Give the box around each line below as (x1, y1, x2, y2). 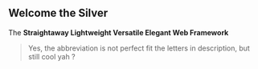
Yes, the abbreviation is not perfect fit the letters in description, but (27, 43, 251, 53)
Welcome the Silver (8, 6, 109, 20)
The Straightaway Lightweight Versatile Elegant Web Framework (8, 27, 229, 37)
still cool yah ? (27, 51, 76, 61)
